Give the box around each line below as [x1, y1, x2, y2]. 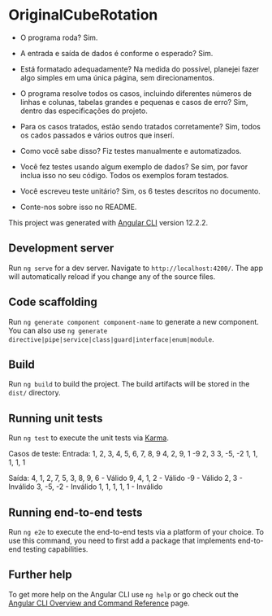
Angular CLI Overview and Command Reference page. [8, 598, 190, 608]
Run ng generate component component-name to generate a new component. [8, 317, 260, 326]
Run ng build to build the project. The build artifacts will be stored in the [8, 379, 250, 389]
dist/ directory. [8, 388, 61, 398]
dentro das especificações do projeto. [19, 106, 148, 116]
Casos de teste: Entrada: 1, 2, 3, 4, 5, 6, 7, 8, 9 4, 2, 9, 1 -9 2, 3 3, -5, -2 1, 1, [8, 449, 258, 459]
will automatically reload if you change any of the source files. [8, 271, 216, 282]
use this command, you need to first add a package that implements [8, 535, 236, 545]
